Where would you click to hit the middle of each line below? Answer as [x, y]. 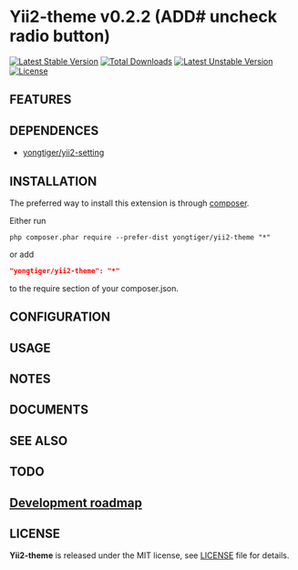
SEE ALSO [39, 440]
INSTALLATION [53, 181]
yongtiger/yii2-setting [63, 153]
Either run [28, 220]
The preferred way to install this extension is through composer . [129, 203]
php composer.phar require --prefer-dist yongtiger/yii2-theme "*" [140, 237]
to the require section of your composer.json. [94, 288]
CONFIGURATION [60, 317]
